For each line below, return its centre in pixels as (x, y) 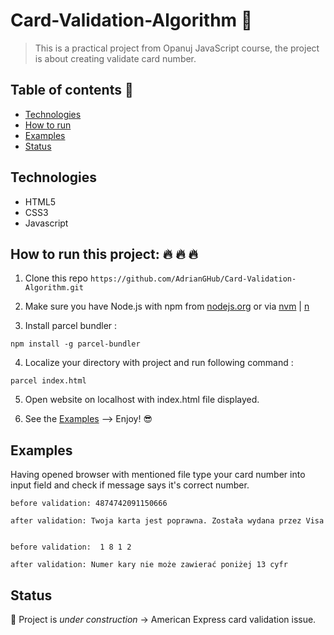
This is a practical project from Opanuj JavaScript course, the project (177, 48)
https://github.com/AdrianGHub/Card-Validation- (193, 279)
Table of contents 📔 (72, 90)
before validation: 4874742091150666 (89, 504)
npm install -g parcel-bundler (75, 344)
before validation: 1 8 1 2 (71, 547)
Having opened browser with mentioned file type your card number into (158, 475)
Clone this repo (56, 278)
